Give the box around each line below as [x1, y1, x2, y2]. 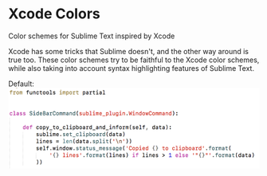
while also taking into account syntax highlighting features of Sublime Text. [8, 63, 255, 72]
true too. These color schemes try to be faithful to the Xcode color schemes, [8, 55, 260, 65]
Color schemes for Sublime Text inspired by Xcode [8, 31, 175, 41]
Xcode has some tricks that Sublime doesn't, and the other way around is [8, 46, 249, 56]
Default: [8, 79, 34, 88]
